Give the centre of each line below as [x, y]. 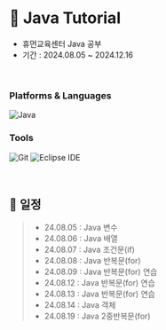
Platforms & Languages [60, 95]
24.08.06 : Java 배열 [81, 239]
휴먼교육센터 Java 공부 [62, 43]
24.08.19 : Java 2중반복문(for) [97, 316]
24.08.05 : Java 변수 [81, 228]
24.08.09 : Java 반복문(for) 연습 [101, 272]
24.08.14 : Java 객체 [80, 305]
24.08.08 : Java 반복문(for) [92, 261]
